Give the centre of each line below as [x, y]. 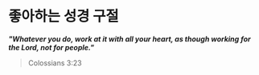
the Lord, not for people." [51, 47]
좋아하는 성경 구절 [64, 16]
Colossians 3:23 [55, 63]
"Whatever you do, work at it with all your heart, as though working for [129, 39]
